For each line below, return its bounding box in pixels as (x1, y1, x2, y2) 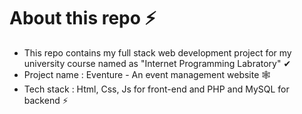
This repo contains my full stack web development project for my (23, 46, 292, 59)
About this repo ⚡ (9, 7, 157, 30)
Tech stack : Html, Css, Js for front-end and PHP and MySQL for (23, 83, 290, 95)
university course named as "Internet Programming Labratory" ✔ (23, 57, 292, 69)
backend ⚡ (23, 94, 69, 106)
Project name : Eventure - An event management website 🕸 (23, 68, 271, 80)
